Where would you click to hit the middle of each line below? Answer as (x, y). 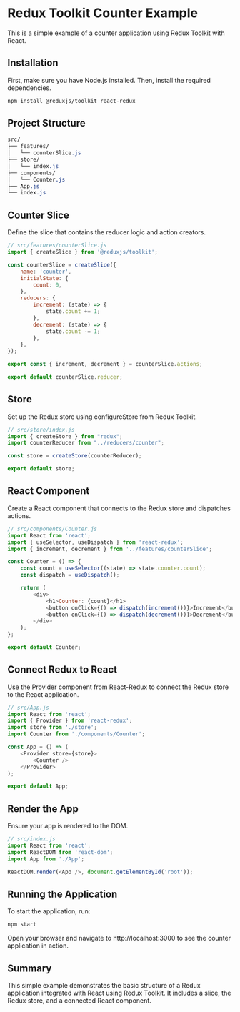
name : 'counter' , (46, 272)
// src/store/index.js (41, 430)
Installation (33, 63)
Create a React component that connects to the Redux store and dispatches (119, 508)
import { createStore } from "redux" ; (65, 436)
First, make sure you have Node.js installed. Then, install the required (109, 80)
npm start (22, 924)
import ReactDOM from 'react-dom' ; (60, 852)
